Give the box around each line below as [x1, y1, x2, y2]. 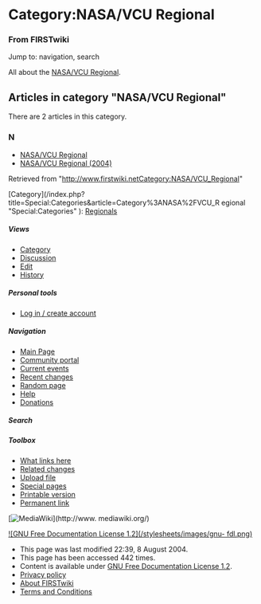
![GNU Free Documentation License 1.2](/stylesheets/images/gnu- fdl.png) [8, 528, 253, 539]
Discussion [19, 253, 56, 262]
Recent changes [19, 372, 74, 382]
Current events [19, 363, 69, 373]
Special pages [19, 480, 67, 491]
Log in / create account [19, 308, 97, 318]
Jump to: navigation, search [8, 52, 99, 61]
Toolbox [8, 436, 36, 445]
